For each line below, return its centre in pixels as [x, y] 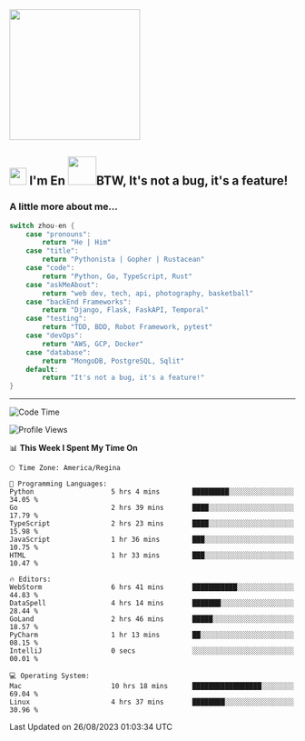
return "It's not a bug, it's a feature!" [123, 378]
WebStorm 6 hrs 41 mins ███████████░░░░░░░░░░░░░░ [152, 587]
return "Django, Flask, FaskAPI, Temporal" [125, 310]
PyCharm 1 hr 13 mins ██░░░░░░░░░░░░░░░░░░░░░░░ [152, 636]
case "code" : [50, 268]
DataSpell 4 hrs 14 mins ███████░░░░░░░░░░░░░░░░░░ [152, 604]
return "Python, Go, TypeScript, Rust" [118, 276]
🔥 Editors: [30, 580]
